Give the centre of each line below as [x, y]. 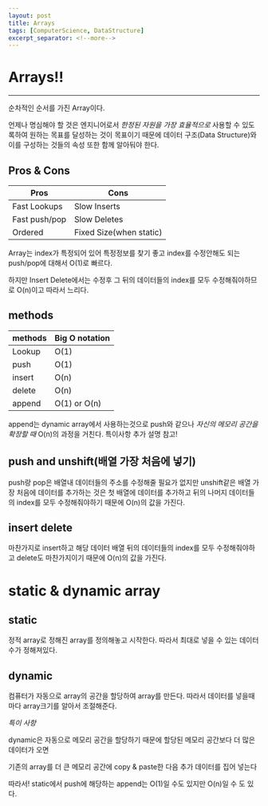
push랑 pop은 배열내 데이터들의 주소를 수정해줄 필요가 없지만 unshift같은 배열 [130, 482]
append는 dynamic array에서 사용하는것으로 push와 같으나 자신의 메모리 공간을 [133, 424]
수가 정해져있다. [33, 650]
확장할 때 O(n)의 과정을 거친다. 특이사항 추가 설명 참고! [93, 434]
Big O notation [82, 338]
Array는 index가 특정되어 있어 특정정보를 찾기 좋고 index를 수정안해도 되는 [124, 253]
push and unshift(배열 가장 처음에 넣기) [102, 462]
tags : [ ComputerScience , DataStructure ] [77, 30]
